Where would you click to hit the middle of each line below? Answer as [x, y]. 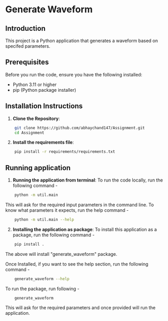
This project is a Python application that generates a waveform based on [82, 41]
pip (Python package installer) [44, 90]
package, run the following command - [54, 235]
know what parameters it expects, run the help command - [67, 210]
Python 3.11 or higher [35, 84]
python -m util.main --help [44, 219]
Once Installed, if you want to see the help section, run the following [77, 264]
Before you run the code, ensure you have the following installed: [74, 74]
